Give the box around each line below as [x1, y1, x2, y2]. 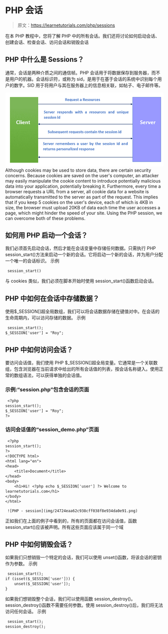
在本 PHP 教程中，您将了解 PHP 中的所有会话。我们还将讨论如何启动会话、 [5, 33, 160, 39]
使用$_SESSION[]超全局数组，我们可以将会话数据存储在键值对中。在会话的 [5, 308, 159, 314]
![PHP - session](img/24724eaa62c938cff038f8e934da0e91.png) [7, 508, 138, 513]
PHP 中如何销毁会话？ [5, 540, 73, 549]
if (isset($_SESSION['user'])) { [5, 577, 75, 582]
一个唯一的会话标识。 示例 [5, 258, 59, 264]
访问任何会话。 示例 [5, 608, 46, 614]
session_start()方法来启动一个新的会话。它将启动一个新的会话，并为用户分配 [5, 252, 163, 258]
